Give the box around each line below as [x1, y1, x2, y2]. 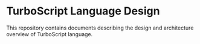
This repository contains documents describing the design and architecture [6, 24, 194, 31]
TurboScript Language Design [6, 4, 160, 18]
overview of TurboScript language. [6, 30, 93, 37]
